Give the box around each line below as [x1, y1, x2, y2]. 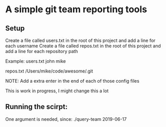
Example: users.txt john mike [5, 58, 66, 64]
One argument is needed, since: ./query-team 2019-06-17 [5, 116, 127, 122]
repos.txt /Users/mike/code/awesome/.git [5, 68, 93, 74]
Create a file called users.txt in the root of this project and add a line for [5, 37, 156, 43]
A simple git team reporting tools [5, 4, 147, 15]
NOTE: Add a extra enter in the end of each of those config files [5, 78, 139, 84]
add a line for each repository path [5, 48, 78, 54]
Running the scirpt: [5, 103, 68, 111]
